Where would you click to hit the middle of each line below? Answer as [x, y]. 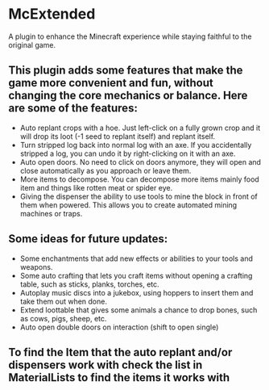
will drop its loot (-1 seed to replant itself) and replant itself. [118, 136]
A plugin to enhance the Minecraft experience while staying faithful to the [130, 36]
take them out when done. [63, 301]
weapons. [36, 266]
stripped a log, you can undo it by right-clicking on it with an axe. [128, 153]
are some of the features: [73, 109]
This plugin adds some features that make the [126, 71]
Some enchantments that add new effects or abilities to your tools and [137, 258]
